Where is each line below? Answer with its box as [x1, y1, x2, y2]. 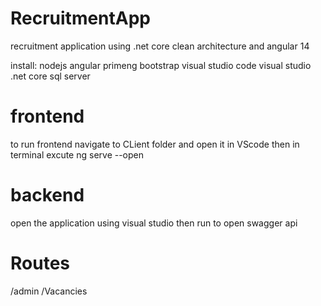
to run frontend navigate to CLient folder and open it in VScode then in [10, 138, 300, 150]
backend [10, 184, 85, 207]
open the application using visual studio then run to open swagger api [10, 217, 298, 229]
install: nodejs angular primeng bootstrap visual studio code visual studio [10, 59, 312, 71]
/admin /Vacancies [10, 285, 88, 297]
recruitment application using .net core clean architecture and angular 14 [10, 40, 310, 52]
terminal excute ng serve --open [10, 148, 145, 161]
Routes [10, 252, 70, 274]
